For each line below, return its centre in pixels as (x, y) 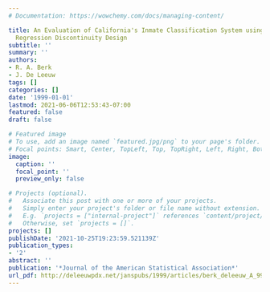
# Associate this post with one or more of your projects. (113, 201)
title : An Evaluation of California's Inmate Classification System (125, 30)
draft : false (30, 120)
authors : (23, 60)
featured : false (35, 112)
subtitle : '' (30, 45)
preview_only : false (50, 179)
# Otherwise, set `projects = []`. (72, 223)
